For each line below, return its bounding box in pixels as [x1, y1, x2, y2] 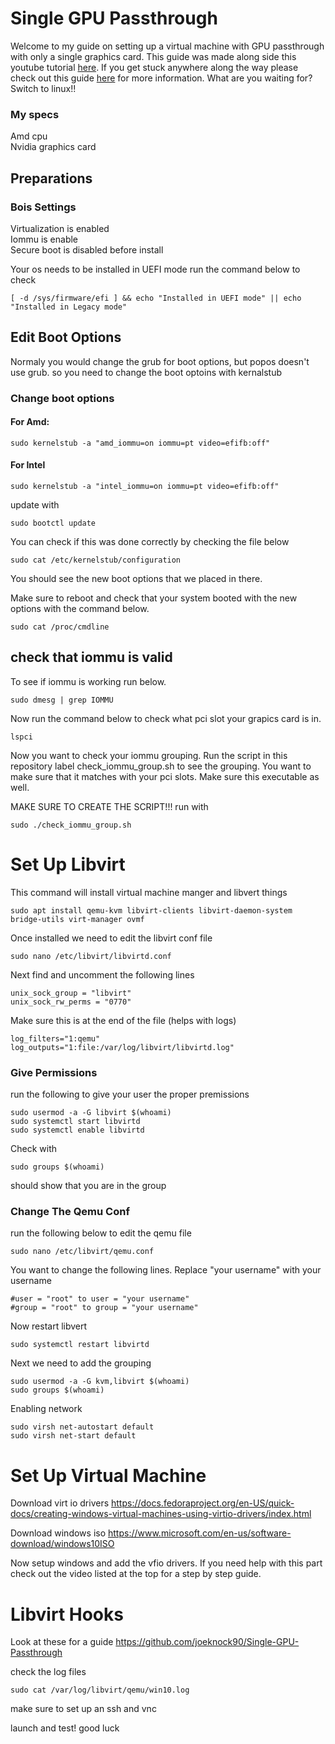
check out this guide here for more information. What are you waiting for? [10, 72, 313, 84]
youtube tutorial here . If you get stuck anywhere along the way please [10, 61, 299, 73]
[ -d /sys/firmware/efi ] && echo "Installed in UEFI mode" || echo [10, 293, 302, 303]
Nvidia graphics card [10, 141, 97, 153]
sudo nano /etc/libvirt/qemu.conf [10, 1247, 155, 1257]
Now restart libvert [10, 1320, 88, 1332]
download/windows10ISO [10, 1538, 115, 1550]
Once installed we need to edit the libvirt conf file [10, 932, 213, 944]
